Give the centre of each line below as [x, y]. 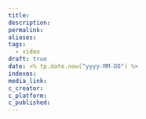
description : [29, 23]
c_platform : [27, 96]
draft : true [27, 59]
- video [28, 52]
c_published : [29, 103]
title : [19, 15]
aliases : [22, 37]
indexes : [22, 74]
